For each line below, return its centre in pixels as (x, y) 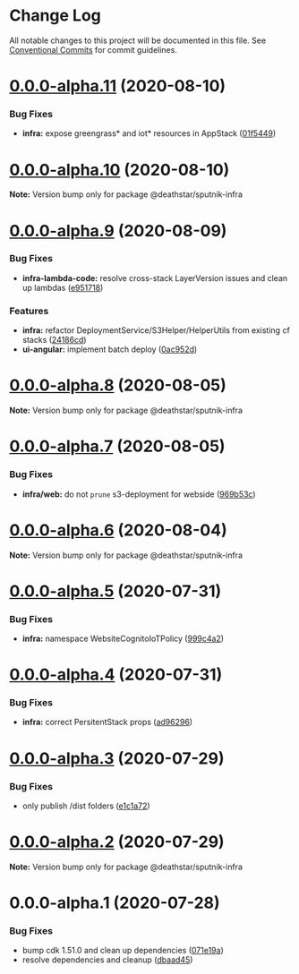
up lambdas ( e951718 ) (63, 287)
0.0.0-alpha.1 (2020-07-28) (115, 903)
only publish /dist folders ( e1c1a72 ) (86, 806)
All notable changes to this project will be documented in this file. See (138, 40)
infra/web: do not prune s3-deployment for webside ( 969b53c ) (139, 494)
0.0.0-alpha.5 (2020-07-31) (115, 591)
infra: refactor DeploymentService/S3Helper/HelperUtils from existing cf (156, 330)
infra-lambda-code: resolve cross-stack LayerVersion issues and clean (155, 278)
